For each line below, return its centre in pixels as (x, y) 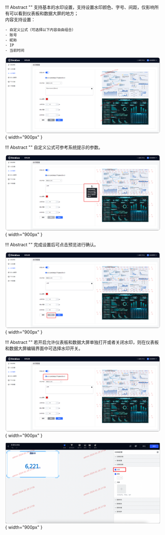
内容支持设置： (20, 19)
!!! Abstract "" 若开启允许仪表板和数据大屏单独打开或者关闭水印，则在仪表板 (82, 342)
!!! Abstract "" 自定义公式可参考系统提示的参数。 (54, 147)
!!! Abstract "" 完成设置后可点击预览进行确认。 (52, 245)
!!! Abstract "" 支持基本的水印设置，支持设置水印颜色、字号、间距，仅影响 (80, 7)
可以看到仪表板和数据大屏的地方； (44, 13)
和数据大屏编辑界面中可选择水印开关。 (44, 348)
